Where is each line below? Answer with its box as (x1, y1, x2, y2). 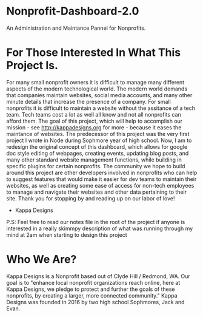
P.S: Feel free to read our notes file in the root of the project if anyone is (6, 218, 185, 225)
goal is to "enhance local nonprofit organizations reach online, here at (6, 279, 181, 286)
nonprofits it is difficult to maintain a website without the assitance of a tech (6, 104, 196, 112)
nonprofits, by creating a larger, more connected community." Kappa (6, 291, 178, 299)
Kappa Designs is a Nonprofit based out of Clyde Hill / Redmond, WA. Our (6, 272, 191, 280)
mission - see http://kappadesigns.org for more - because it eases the (6, 123, 182, 131)
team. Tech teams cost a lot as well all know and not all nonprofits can (6, 111, 182, 118)
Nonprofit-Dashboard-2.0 (6, 4, 139, 18)
